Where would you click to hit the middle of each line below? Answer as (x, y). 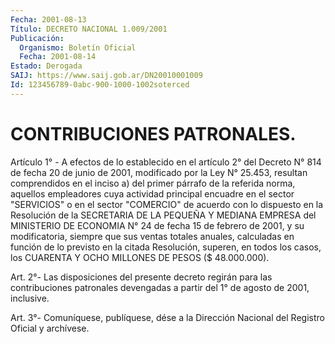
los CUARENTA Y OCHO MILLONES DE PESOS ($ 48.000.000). (140, 257)
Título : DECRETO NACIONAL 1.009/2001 (89, 29)
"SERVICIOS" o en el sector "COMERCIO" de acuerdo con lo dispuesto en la (167, 204)
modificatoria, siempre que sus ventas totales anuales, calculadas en (152, 236)
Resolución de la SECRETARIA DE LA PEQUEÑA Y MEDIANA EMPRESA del (163, 215)
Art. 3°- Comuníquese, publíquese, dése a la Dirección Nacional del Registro (167, 317)
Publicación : (37, 38)
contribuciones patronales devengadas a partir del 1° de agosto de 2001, (160, 287)
